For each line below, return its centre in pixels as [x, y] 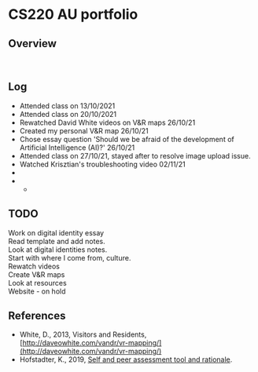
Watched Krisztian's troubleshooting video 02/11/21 [103, 164]
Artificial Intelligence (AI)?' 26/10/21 [77, 148]
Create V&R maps [37, 274]
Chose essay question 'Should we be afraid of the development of [127, 139]
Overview [33, 44]
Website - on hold [37, 291]
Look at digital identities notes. [58, 250]
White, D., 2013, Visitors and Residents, [83, 334]
